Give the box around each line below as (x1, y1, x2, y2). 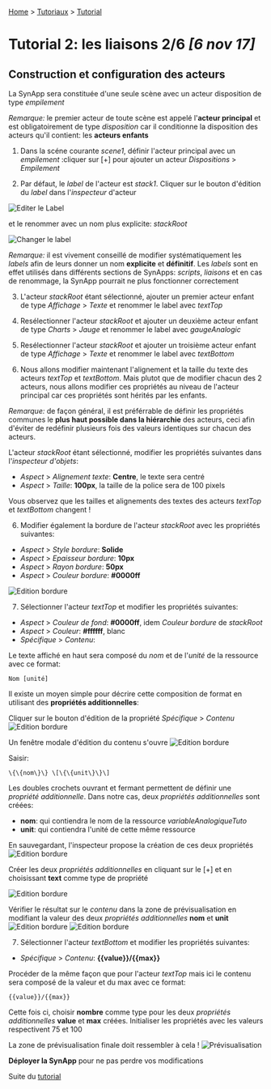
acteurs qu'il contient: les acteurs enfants (8, 130, 149, 140)
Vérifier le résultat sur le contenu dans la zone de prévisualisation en (8, 904, 237, 914)
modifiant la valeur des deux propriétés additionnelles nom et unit (8, 913, 229, 922)
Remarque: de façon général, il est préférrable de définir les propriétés (8, 406, 244, 415)
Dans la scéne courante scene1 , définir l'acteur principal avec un (19, 146, 236, 155)
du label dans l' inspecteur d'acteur (19, 188, 137, 197)
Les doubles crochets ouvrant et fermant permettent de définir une (8, 783, 232, 793)
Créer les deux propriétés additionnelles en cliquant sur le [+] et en (8, 865, 232, 874)
